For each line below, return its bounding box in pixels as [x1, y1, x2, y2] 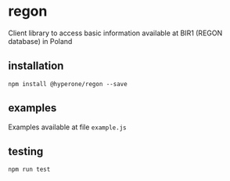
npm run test [8, 165, 51, 174]
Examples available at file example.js [8, 122, 127, 132]
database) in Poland [8, 36, 73, 45]
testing [8, 144, 44, 158]
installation [8, 60, 64, 73]
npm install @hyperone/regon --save [8, 80, 128, 88]
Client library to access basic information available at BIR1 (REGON [8, 28, 223, 38]
